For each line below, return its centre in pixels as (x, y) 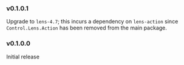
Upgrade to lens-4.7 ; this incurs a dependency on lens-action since (92, 22)
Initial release (23, 57)
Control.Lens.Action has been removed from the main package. (87, 28)
